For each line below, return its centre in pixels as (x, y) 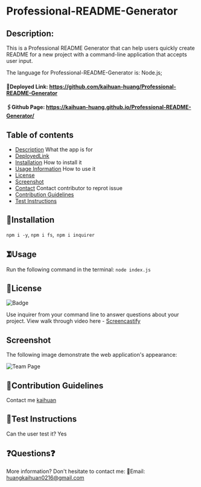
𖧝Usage (21, 255)
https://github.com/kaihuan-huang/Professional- (113, 87)
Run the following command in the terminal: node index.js (78, 269)
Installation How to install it (48, 162)
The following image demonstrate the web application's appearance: (92, 355)
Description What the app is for (54, 149)
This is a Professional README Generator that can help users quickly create (101, 48)
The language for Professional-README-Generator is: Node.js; (84, 73)
